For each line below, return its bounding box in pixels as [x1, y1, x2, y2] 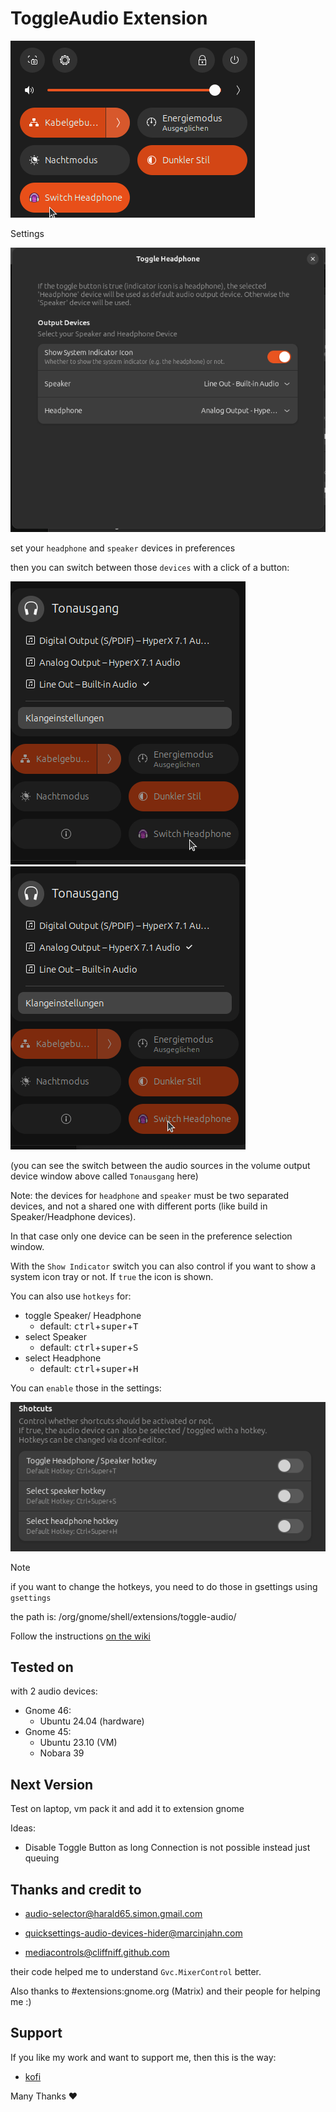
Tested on [10, 1659, 74, 1676]
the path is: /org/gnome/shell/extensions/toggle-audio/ [10, 1610, 237, 1622]
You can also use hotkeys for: [10, 1290, 132, 1302]
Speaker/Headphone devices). [10, 1210, 137, 1222]
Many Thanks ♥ [10, 2090, 78, 2102]
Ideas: [10, 1822, 36, 1834]
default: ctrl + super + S [39, 1341, 139, 1353]
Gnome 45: [24, 1726, 72, 1738]
